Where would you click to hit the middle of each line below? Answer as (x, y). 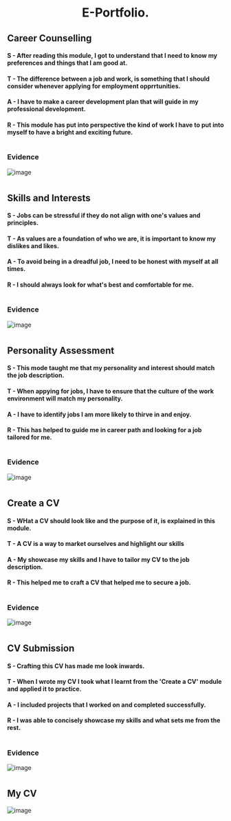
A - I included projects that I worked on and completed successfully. (107, 705)
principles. (23, 223)
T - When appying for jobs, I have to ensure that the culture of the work (111, 392)
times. (16, 269)
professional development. (46, 109)
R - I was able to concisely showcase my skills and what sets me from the (114, 720)
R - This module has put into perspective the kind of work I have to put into (115, 125)
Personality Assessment (61, 351)
